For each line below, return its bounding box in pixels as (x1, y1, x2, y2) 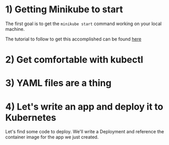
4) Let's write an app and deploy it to (5, 101, 163, 112)
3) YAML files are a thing (5, 77, 112, 89)
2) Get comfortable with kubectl (5, 54, 143, 66)
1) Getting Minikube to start (5, 4, 124, 15)
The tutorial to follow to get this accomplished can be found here (5, 36, 141, 42)
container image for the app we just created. (5, 134, 99, 140)
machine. (5, 26, 25, 32)
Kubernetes (5, 112, 57, 123)
